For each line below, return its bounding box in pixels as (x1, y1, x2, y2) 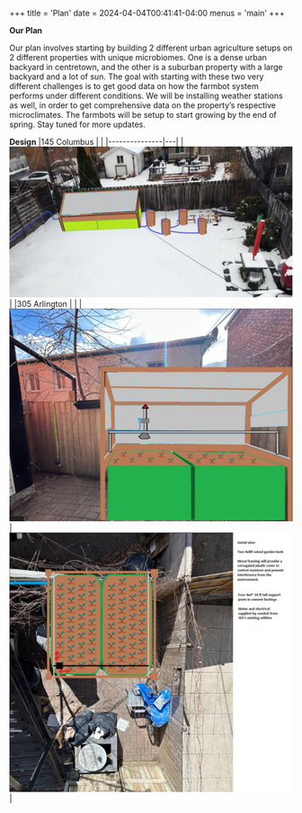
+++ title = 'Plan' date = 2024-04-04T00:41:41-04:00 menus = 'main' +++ (9, 8, 285, 18)
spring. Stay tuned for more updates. (9, 119, 146, 130)
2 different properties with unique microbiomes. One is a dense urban (9, 52, 268, 62)
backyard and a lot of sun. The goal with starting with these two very (9, 71, 264, 82)
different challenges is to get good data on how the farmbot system (9, 81, 259, 91)
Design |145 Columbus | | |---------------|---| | (9, 137, 184, 147)
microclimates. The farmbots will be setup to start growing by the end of (9, 110, 277, 120)
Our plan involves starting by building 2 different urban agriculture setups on (9, 42, 293, 53)
